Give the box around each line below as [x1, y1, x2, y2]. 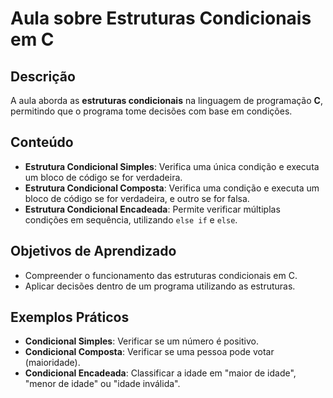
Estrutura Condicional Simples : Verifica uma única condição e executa [24, 160, 320, 172]
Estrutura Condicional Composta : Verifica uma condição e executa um [24, 182, 320, 194]
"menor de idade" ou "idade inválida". [24, 378, 181, 390]
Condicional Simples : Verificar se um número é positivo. [24, 335, 259, 347]
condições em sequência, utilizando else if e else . [24, 213, 238, 226]
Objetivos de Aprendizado [10, 243, 177, 260]
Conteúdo [10, 134, 74, 151]
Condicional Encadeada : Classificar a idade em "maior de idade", [24, 367, 297, 379]
